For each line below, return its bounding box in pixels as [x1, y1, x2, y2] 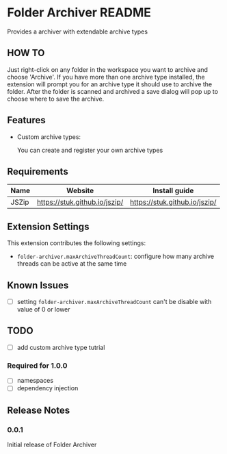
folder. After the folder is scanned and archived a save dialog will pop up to [7, 87, 219, 95]
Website [66, 186, 94, 196]
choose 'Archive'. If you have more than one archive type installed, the [7, 73, 205, 81]
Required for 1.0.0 [7, 361, 68, 370]
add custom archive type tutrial [16, 343, 105, 351]
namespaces [16, 377, 53, 385]
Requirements [7, 166, 68, 177]
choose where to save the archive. [7, 94, 105, 103]
